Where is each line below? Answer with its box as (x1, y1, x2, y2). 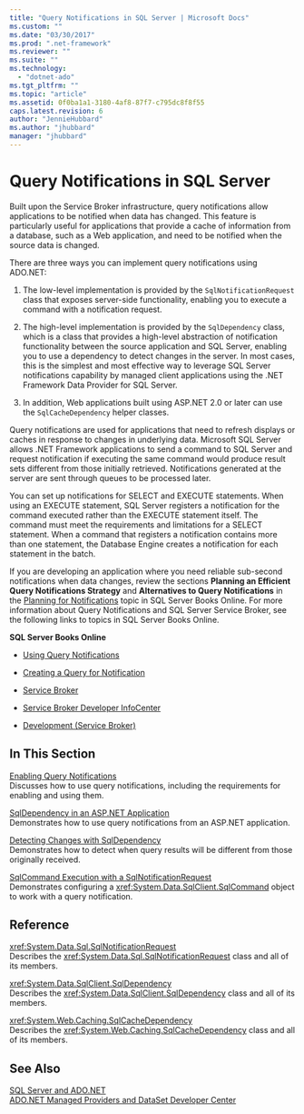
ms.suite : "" (9, 55, 59, 65)
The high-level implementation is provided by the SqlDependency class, (22, 321, 286, 332)
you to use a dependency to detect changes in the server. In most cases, (22, 350, 295, 361)
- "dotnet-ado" (17, 73, 75, 82)
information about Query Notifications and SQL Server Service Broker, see (9, 604, 288, 615)
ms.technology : (9, 65, 67, 74)
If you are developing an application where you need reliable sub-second (9, 566, 283, 577)
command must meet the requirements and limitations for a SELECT (9, 519, 263, 530)
